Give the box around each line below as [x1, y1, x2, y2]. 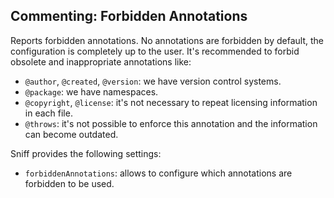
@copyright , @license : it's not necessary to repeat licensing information [24, 96, 318, 108]
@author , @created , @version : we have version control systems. [24, 75, 282, 87]
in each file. [24, 107, 73, 119]
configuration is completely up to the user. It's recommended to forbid [10, 45, 300, 57]
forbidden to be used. [24, 177, 115, 189]
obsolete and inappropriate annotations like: [10, 55, 192, 68]
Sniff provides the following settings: [10, 147, 162, 159]
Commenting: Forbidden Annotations [10, 8, 248, 25]
